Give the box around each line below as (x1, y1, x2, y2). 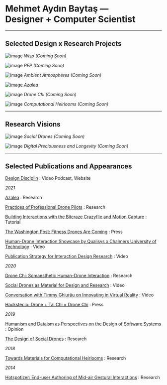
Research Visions (5, 120, 61, 128)
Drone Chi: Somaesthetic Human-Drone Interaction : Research (5, 272, 133, 279)
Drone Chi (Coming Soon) (24, 91, 77, 97)
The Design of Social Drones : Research (5, 336, 87, 342)
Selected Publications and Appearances (5, 162, 132, 170)
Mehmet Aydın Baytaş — (5, 3, 109, 14)
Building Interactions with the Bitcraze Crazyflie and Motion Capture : (5, 214, 147, 220)
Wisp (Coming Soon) (24, 53, 67, 59)
